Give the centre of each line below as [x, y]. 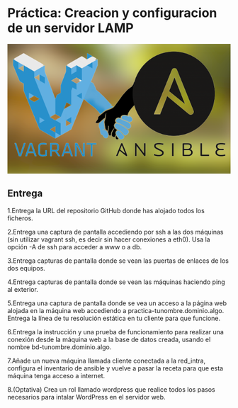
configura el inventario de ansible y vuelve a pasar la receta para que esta [115, 368]
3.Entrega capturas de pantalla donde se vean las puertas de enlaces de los [118, 261]
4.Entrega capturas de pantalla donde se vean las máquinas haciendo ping [116, 282]
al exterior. [23, 289]
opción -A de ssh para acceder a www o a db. [75, 246]
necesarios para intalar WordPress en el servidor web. [86, 397]
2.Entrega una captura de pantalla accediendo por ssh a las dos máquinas [115, 232]
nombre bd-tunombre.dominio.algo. [59, 347]
